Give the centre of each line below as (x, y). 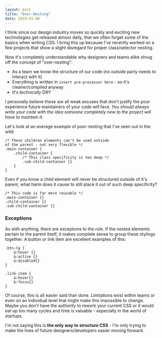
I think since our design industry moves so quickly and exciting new (72, 32)
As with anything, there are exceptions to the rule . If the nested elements (77, 229)
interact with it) (27, 77)
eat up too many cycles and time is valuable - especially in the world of (76, 310)
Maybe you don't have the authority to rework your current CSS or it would (79, 306)
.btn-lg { (15, 248)
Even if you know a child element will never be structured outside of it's (76, 179)
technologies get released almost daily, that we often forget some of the (77, 37)
